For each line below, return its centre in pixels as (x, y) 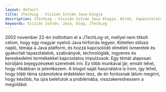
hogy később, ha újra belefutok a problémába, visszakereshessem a (75, 79)
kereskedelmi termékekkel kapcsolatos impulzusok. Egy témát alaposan (78, 58)
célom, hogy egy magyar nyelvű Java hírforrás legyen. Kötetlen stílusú (77, 43)
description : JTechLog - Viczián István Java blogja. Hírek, (69, 19)
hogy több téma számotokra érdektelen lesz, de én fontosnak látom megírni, (83, 74)
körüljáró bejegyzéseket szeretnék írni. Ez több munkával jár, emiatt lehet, (80, 63)
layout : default (22, 10)
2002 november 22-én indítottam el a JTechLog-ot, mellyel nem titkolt (77, 37)
